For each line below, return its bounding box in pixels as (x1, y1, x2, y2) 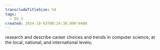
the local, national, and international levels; (5, 40, 93, 46)
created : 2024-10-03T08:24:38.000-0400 (5, 21, 88, 26)
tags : (5, 12, 16, 17)
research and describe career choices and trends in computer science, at (5, 34, 155, 40)
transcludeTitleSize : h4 (5, 7, 56, 12)
